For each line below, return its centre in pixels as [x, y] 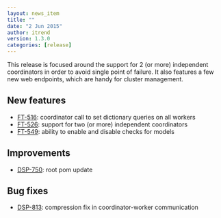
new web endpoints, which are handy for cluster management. [95, 79]
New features [37, 101]
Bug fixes [28, 191]
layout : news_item [33, 13]
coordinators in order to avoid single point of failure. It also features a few [110, 72]
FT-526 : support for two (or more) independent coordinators [102, 124]
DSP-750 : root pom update [55, 169]
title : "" [21, 20]
